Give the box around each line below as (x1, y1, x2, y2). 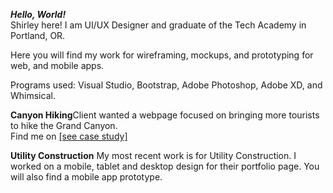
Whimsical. (10, 90, 56, 101)
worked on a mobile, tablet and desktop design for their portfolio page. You (10, 160, 320, 172)
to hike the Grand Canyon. (10, 120, 118, 131)
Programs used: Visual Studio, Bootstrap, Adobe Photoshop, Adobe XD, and (10, 79, 323, 91)
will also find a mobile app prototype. (10, 171, 163, 183)
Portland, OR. (10, 30, 66, 41)
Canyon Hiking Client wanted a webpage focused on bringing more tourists (10, 109, 320, 121)
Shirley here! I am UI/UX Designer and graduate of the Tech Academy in (10, 19, 307, 31)
